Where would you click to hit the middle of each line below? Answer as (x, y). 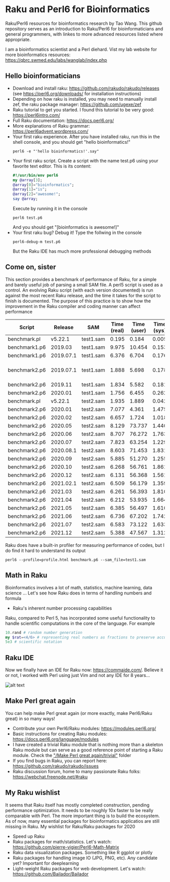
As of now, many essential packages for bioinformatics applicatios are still (82, 821)
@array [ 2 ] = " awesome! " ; (36, 194)
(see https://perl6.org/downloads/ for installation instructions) (77, 93)
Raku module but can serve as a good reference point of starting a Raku (88, 750)
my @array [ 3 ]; (27, 180)
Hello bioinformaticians (43, 76)
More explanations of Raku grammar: (51, 126)
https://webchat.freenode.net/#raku (50, 777)
